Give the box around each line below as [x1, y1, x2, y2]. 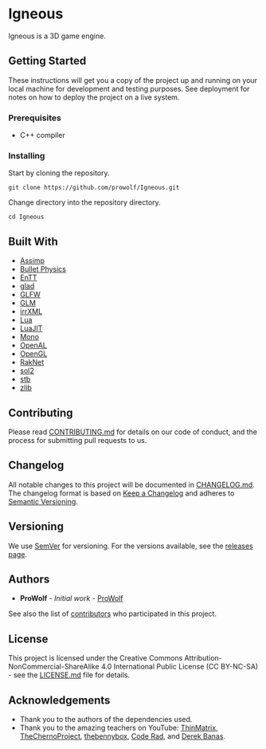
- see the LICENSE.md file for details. [8, 670, 130, 680]
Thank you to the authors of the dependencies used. [19, 715, 193, 724]
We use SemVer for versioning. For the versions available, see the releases [8, 541, 253, 551]
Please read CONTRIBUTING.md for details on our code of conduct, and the [8, 427, 257, 437]
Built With [8, 234, 58, 248]
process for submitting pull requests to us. [8, 435, 147, 445]
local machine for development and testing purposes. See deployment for [8, 84, 250, 93]
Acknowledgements [8, 693, 111, 707]
